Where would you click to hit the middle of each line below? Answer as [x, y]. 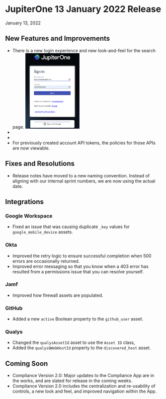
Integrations [24, 201]
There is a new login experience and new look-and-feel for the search [84, 50]
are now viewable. [31, 148]
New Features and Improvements [58, 39]
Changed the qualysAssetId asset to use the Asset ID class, [74, 343]
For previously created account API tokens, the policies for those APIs [84, 143]
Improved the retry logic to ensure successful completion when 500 [82, 256]
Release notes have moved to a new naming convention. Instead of [81, 175]
